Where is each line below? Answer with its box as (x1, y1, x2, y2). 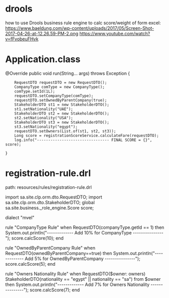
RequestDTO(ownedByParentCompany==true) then (5, 250, 112, 256)
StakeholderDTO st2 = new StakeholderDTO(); (14, 111, 109, 116)
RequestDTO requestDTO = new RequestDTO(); (14, 80, 107, 85)
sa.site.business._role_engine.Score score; (5, 205, 94, 211)
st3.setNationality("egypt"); (14, 124, 78, 129)
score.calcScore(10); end (11, 235, 64, 241)
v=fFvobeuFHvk (5, 36, 39, 42)
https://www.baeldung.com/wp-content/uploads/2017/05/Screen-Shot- (5, 25, 154, 31)
